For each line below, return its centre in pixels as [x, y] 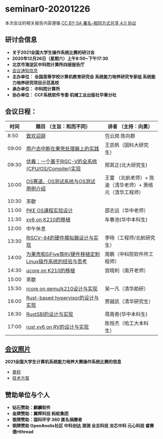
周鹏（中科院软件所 [127, 254]
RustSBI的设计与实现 [50, 314]
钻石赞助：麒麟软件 [31, 407]
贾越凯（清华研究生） [129, 301]
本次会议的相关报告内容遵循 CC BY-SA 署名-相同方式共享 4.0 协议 [71, 23]
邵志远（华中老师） [127, 211]
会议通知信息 [25, 70]
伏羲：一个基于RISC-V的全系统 [61, 161]
